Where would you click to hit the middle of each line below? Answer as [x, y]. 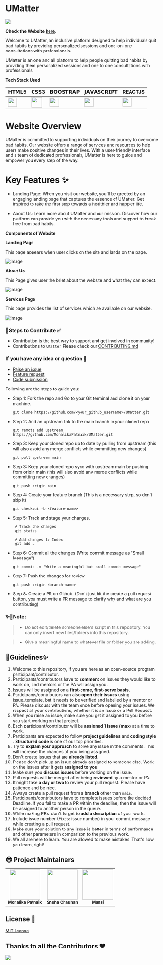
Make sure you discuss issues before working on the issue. [72, 772]
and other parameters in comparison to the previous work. [71, 834]
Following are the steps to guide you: [42, 389]
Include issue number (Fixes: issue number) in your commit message [81, 818]
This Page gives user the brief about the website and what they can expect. [81, 280]
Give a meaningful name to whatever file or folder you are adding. [90, 642]
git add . [25, 544]
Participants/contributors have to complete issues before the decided [82, 798]
